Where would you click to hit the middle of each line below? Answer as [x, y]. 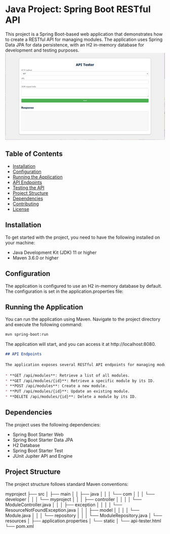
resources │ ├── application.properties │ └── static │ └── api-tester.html [83, 521]
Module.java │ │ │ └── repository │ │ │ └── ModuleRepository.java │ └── [84, 515]
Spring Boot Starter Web [38, 434]
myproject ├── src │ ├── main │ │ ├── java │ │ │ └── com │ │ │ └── [80, 494]
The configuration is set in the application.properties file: [64, 291]
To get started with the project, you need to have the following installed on [83, 237]
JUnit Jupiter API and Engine [42, 456]
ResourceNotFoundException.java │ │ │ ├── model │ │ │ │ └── [72, 510]
